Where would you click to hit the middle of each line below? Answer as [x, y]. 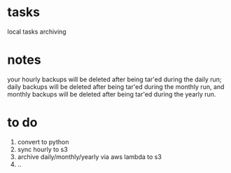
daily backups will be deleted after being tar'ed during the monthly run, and [116, 86]
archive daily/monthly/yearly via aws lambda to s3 [90, 157]
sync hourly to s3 [42, 149]
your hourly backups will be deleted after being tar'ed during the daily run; [114, 79]
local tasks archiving [37, 32]
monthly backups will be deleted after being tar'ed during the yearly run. [112, 94]
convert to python [43, 141]
